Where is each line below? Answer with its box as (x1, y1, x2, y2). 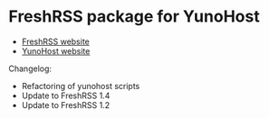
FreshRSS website (21, 36, 90, 47)
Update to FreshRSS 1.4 (21, 90, 110, 101)
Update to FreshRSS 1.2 (21, 99, 110, 110)
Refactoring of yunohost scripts (21, 80, 140, 91)
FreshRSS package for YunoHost (8, 6, 260, 27)
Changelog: (8, 63, 52, 74)
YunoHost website (21, 45, 91, 56)
